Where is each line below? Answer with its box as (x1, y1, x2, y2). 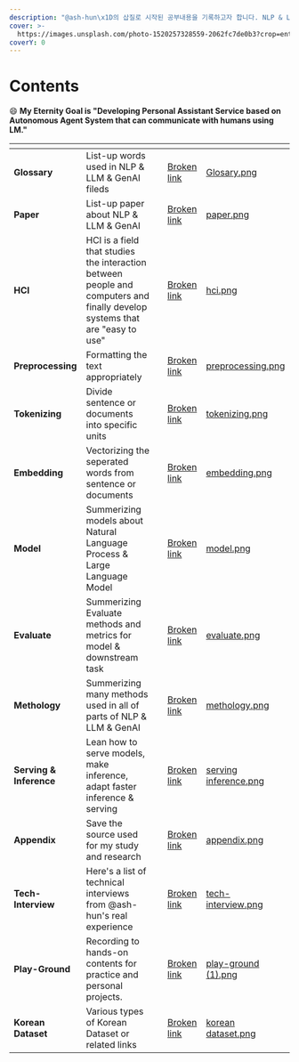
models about (85, 515, 144, 527)
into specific (85, 419, 138, 432)
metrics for (85, 629, 132, 642)
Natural (85, 526, 117, 539)
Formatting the (85, 349, 148, 361)
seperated (85, 456, 129, 468)
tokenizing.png (206, 408, 269, 420)
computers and (85, 290, 149, 303)
